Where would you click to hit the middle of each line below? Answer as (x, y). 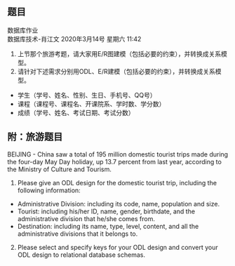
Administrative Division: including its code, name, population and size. (118, 204)
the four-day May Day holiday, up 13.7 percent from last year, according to (115, 161)
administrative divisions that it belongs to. (78, 234)
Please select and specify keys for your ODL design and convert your (118, 247)
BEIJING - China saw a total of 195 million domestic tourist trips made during (118, 154)
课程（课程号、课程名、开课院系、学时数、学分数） (91, 104)
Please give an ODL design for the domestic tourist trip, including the (117, 182)
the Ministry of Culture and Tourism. (60, 169)
